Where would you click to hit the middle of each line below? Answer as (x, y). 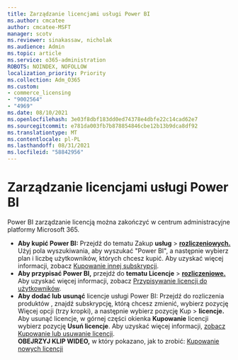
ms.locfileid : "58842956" (45, 152)
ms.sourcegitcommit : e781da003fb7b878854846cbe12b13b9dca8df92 (103, 126)
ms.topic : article (34, 54)
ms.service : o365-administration (57, 60)
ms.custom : (23, 86)
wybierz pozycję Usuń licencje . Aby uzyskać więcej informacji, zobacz (121, 326)
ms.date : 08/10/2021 (38, 113)
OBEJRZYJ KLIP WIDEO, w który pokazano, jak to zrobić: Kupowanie (118, 341)
